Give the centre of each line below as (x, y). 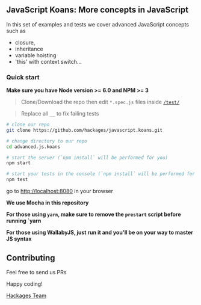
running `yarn (24, 221)
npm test (17, 180)
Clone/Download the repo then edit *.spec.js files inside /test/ (100, 102)
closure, (25, 42)
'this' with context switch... (48, 61)
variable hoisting (36, 55)
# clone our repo (28, 125)
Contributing (31, 258)
